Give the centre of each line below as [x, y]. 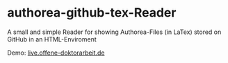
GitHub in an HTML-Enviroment [52, 39]
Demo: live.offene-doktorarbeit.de [56, 53]
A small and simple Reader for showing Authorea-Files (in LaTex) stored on [114, 32]
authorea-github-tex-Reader [92, 13]
